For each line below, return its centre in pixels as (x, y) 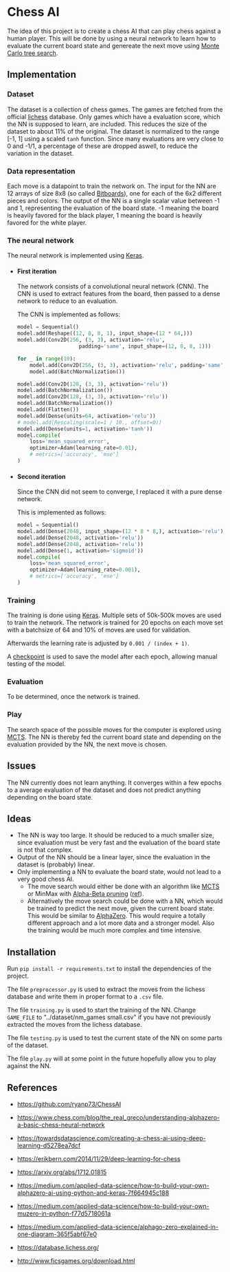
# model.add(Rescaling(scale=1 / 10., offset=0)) (90, 422)
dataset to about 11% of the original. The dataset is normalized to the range (113, 131)
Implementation (42, 75)
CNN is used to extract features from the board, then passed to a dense (118, 294)
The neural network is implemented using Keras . (76, 256)
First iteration (37, 271)
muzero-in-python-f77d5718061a (64, 1213)
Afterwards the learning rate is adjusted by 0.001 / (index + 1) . (99, 643)
